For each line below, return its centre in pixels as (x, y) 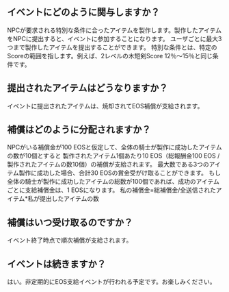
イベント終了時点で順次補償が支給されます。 (70, 240)
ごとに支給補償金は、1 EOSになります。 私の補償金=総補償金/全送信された (112, 190)
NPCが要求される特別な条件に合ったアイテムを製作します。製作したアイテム (114, 30)
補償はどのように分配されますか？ (79, 130)
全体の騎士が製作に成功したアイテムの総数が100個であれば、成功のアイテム (113, 182)
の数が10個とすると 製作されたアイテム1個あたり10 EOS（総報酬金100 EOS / (113, 156)
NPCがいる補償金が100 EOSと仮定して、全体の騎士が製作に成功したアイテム (114, 147)
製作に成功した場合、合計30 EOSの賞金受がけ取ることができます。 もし (120, 173)
